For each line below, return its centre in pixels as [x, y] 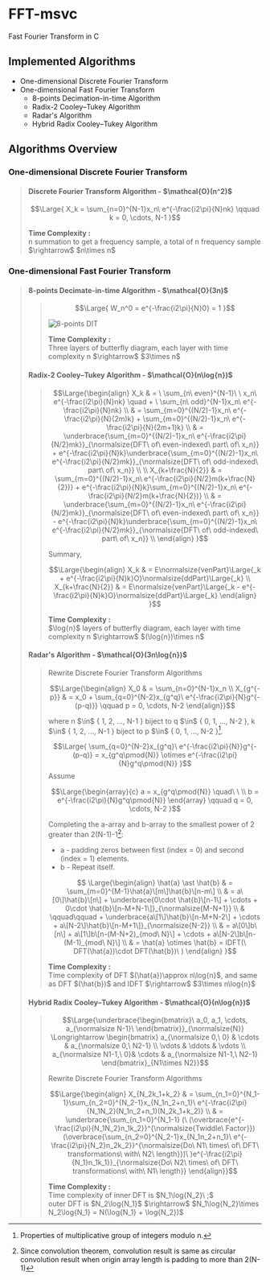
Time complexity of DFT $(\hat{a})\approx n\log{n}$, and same [153, 976]
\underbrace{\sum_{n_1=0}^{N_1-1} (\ [126, 1120]
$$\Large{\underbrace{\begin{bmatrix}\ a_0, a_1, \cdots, [155, 1020]
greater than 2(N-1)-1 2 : [86, 834]
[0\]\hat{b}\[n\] [77, 900]
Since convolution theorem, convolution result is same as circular [128, 1251]
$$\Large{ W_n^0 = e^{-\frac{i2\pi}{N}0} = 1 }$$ [155, 308]
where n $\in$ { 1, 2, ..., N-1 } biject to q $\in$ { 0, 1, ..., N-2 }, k [151, 721]
